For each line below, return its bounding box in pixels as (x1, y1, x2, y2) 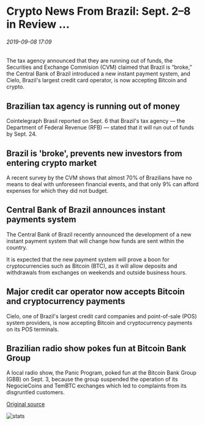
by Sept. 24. (6, 130, 37, 138)
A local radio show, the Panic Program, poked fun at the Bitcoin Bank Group (6, 369, 197, 376)
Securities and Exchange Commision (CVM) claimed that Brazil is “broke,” (6, 63, 193, 71)
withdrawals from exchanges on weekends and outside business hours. (6, 268, 187, 276)
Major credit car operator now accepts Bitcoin (6, 287, 185, 297)
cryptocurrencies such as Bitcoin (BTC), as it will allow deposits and (6, 262, 177, 270)
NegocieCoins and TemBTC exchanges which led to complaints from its (6, 382, 187, 389)
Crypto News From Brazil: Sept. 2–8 (6, 4, 191, 18)
